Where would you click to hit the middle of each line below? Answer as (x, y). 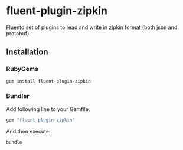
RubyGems (22, 69)
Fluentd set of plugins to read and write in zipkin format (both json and (92, 27)
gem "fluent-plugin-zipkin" (41, 120)
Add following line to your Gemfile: (48, 109)
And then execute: (28, 131)
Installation (27, 52)
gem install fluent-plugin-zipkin (49, 81)
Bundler (18, 96)
